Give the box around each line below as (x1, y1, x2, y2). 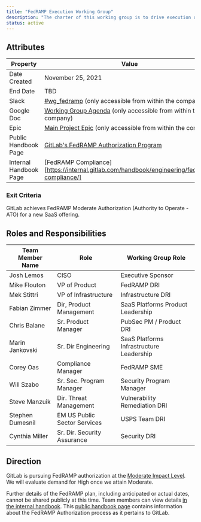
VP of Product (56, 281, 97, 289)
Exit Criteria (6, 191, 42, 199)
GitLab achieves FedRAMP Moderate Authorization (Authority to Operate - (6, 205, 189, 212)
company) (44, 114, 74, 123)
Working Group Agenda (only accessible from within (44, 107, 191, 115)
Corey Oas (9, 363, 39, 372)
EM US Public (56, 411, 96, 420)
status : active (6, 20, 44, 26)
